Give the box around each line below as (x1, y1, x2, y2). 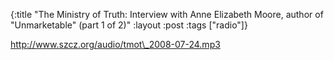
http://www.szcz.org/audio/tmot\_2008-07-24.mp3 (10, 39, 221, 50)
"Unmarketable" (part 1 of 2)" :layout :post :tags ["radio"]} (10, 19, 248, 31)
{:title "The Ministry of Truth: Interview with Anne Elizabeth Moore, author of (10, 9, 324, 20)
